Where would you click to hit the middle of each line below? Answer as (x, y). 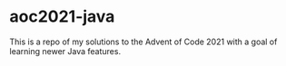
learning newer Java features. (65, 51)
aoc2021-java (62, 17)
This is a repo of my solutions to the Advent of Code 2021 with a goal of (143, 42)
